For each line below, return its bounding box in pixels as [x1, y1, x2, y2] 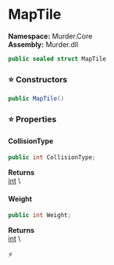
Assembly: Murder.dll [8, 39, 79, 49]
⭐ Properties [8, 114, 57, 125]
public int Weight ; [8, 212, 72, 220]
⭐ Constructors [8, 74, 68, 85]
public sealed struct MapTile [8, 55, 107, 63]
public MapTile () [8, 95, 65, 103]
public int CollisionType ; [8, 154, 96, 162]
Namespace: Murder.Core [8, 31, 93, 41]
